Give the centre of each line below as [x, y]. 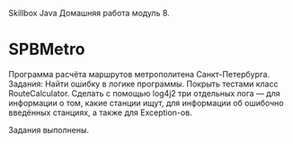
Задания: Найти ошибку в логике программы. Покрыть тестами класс [143, 84]
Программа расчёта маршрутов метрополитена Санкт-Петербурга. [139, 74]
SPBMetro [47, 49]
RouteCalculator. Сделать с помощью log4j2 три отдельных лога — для [144, 93]
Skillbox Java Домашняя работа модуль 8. [89, 13]
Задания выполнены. [49, 130]
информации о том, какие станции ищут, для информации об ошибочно [146, 103]
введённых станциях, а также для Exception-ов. [100, 112]
